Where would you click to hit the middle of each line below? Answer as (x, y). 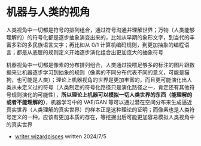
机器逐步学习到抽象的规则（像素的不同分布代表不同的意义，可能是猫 (106, 72)
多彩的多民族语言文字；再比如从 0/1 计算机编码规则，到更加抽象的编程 (98, 45)
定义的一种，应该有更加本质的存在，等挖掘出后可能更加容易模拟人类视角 (100, 117)
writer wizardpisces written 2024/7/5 (60, 136)
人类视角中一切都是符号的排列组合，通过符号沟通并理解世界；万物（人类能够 (100, 30)
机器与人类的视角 (48, 12)
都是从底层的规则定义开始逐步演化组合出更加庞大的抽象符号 (90, 52)
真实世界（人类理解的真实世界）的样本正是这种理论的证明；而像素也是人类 (98, 109)
